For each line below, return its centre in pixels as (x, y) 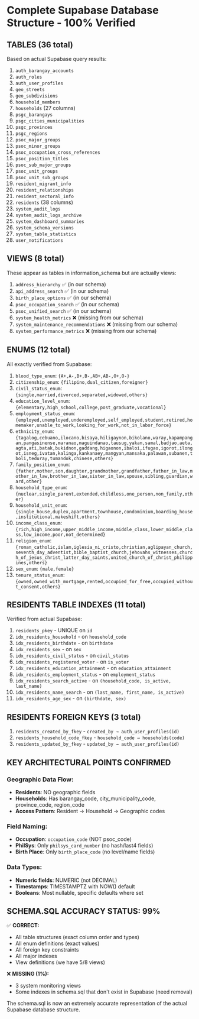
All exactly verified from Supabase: (49, 364)
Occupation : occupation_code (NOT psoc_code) (74, 839)
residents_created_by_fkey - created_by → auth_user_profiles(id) (97, 732)
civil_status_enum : (39, 388)
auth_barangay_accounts (45, 71)
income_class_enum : (39, 523)
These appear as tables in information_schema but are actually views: (92, 273)
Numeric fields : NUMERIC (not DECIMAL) (66, 880)
